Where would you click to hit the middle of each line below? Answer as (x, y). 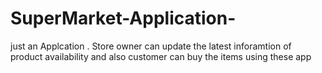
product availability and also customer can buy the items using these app (161, 56)
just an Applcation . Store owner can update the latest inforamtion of (151, 46)
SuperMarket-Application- (123, 18)
